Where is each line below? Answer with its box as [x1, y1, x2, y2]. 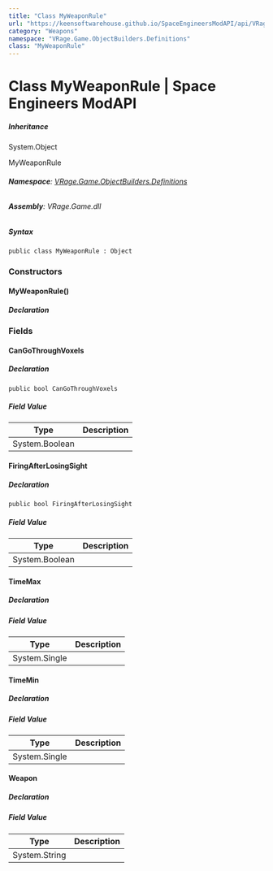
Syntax [8, 227, 34, 236]
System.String [12, 849, 67, 860]
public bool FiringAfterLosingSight [8, 500, 132, 509]
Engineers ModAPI [8, 94, 137, 113]
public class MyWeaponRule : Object [8, 247, 132, 256]
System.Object [8, 142, 58, 152]
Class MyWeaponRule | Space [8, 77, 217, 96]
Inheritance [8, 121, 49, 131]
